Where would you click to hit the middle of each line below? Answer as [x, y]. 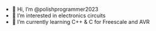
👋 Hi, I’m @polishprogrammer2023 [55, 9]
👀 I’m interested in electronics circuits [59, 15]
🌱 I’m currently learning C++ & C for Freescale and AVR [81, 22]
